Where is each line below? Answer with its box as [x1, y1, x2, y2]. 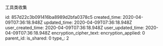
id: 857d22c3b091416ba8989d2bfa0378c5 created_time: [5, 14, 122, 20]
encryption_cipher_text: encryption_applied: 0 [51, 30, 145, 36]
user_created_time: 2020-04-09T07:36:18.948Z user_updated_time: [5, 25, 145, 31]
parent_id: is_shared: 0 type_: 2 [5, 35, 69, 41]
